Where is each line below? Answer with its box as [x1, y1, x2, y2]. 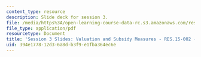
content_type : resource [6, 8, 66, 15]
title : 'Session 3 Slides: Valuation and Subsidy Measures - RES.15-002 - [6, 36, 197, 42]
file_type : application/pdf [6, 25, 77, 31]
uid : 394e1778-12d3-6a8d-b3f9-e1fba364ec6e [6, 42, 117, 48]
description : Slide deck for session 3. [6, 14, 109, 20]
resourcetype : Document [6, 31, 66, 37]
